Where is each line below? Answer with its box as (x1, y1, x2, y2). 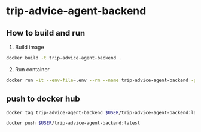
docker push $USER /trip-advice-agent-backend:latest (6, 120, 141, 126)
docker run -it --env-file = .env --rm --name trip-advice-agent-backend (6, 77, 188, 83)
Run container (14, 65, 50, 73)
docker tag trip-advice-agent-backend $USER (6, 109, 119, 115)
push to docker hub (6, 94, 81, 104)
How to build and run (6, 28, 86, 38)
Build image (14, 43, 44, 51)
